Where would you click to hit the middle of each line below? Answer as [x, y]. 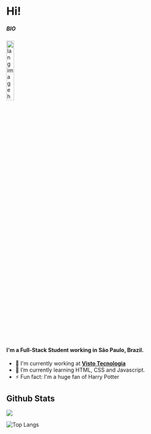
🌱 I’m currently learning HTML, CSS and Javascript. [80, 370]
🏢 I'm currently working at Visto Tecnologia [70, 364]
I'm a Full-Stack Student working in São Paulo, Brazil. [75, 350]
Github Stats [31, 398]
